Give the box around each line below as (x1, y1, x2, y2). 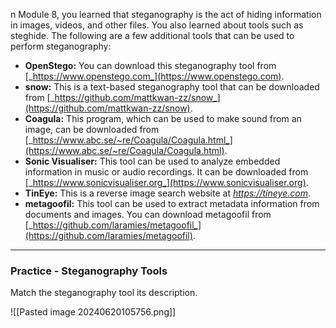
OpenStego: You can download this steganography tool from (24, 60, 277, 71)
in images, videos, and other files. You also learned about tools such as (10, 19, 304, 31)
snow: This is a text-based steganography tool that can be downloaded (24, 81, 320, 93)
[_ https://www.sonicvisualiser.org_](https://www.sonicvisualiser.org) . (24, 177, 309, 188)
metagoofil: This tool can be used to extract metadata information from (24, 198, 320, 209)
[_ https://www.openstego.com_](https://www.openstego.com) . (24, 70, 285, 82)
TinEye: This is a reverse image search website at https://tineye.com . (24, 187, 311, 199)
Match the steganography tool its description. (10, 287, 198, 299)
